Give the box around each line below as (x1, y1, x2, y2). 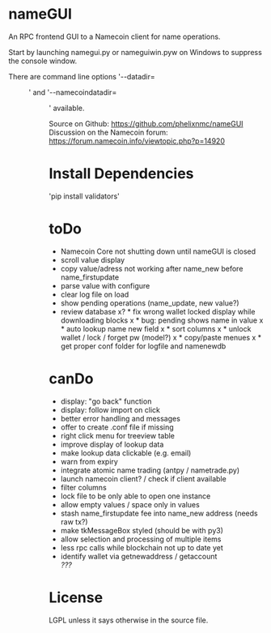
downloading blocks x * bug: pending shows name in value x (60, 315, 264, 325)
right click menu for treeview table (60, 430, 176, 440)
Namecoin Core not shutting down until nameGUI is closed (60, 246, 256, 256)
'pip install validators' (49, 191, 120, 201)
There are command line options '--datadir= (8, 71, 155, 81)
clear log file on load (60, 289, 129, 299)
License (49, 588, 104, 606)
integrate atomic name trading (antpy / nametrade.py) (60, 465, 240, 475)
